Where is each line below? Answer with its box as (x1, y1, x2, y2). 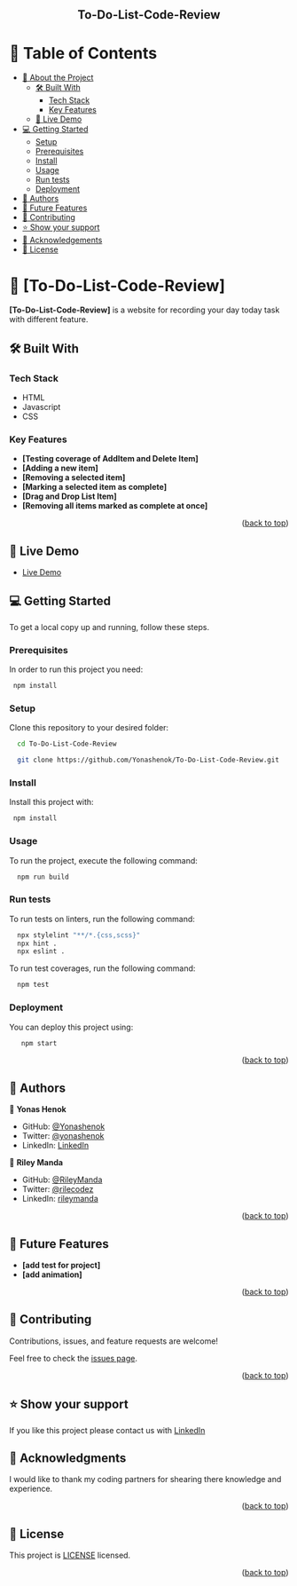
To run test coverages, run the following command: (9, 963, 196, 974)
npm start (20, 1038, 58, 1047)
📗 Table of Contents (9, 43, 158, 63)
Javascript (21, 401, 61, 412)
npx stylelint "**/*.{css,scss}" (17, 930, 141, 940)
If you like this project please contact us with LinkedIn (9, 1424, 206, 1435)
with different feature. (9, 314, 89, 325)
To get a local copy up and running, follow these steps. (9, 621, 210, 632)
